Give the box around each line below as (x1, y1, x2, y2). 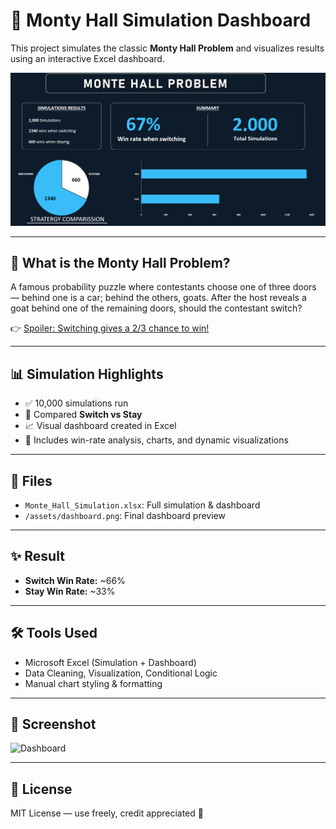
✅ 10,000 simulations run (24, 397, 129, 409)
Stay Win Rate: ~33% (24, 585, 116, 597)
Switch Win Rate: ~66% (24, 574, 126, 586)
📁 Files (10, 472, 53, 489)
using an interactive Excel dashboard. (10, 52, 165, 64)
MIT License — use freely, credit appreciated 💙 (10, 807, 204, 819)
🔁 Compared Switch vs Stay (24, 409, 143, 421)
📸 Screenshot (10, 716, 97, 733)
